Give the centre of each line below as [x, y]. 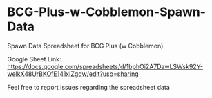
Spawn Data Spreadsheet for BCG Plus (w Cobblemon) [85, 46]
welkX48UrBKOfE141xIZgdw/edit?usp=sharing [73, 74]
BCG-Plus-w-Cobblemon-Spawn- [106, 12]
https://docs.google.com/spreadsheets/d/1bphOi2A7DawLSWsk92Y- [105, 66]
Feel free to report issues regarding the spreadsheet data [89, 87]
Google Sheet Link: [34, 59]
